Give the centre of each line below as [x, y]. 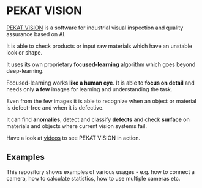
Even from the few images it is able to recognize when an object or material [102, 101]
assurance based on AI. [36, 34]
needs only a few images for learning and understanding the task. [89, 89]
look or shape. [24, 52]
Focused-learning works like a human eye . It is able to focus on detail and [100, 83]
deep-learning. [25, 70]
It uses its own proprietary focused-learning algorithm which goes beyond [101, 64]
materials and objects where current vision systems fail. [77, 126]
